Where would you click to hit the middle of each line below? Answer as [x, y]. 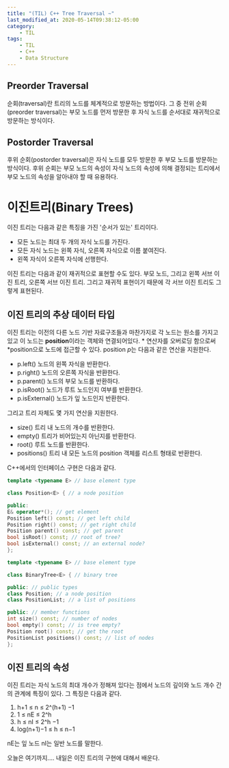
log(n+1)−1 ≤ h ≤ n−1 [46, 729]
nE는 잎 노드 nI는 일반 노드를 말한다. [55, 743]
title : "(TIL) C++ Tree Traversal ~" [61, 13]
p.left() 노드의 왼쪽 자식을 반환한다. [64, 364]
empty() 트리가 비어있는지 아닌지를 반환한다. [77, 436]
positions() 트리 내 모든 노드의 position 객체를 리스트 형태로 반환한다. [110, 453]
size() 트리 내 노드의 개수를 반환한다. [66, 428]
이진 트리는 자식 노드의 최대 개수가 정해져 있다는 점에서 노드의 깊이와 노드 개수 [111, 685]
